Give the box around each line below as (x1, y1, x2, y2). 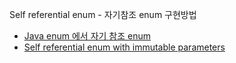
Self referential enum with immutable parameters (23, 41, 226, 53)
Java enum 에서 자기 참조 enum (23, 30, 152, 42)
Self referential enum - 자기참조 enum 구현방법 (9, 9, 197, 20)
